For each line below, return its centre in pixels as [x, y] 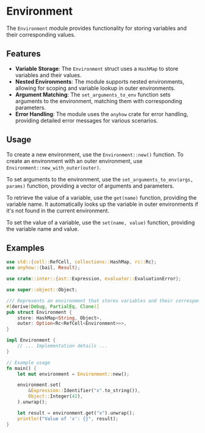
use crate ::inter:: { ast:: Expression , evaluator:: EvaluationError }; [94, 279]
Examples [25, 248]
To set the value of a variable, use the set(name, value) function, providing [101, 222]
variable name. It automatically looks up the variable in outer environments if [102, 204]
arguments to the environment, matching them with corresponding [99, 101]
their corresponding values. [41, 34]
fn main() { [21, 368]
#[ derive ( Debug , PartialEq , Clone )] [53, 307]
